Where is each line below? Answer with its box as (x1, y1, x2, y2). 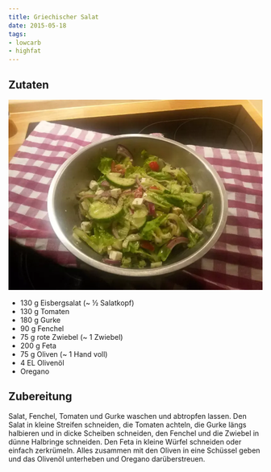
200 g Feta (19, 341, 56, 350)
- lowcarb (8, 39, 42, 47)
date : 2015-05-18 (8, 21, 67, 30)
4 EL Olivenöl (19, 358, 65, 367)
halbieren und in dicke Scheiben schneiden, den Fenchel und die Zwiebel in (8, 428, 260, 438)
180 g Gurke (19, 315, 61, 325)
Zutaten (8, 77, 50, 92)
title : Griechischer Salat (8, 13, 99, 21)
